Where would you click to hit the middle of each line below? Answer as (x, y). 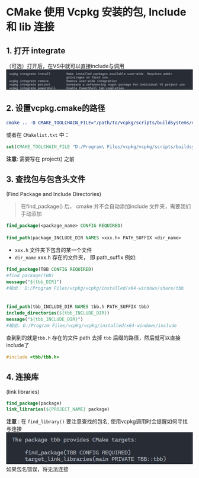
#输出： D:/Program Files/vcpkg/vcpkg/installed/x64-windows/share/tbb (95, 288)
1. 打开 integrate (36, 51)
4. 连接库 (23, 377)
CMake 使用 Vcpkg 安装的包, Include (96, 12)
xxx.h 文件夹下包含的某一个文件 (53, 250)
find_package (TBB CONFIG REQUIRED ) (50, 270)
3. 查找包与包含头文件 (46, 179)
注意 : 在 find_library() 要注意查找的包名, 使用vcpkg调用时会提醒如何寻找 (97, 422)
